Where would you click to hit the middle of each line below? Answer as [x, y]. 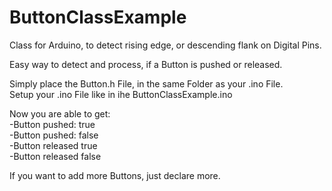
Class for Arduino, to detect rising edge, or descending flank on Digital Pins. [165, 45]
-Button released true [53, 145]
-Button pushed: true [52, 124]
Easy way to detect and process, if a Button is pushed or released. [146, 64]
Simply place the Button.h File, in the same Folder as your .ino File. [146, 83]
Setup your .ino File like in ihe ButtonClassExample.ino [121, 94]
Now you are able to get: [60, 113]
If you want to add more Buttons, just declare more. [115, 175]
